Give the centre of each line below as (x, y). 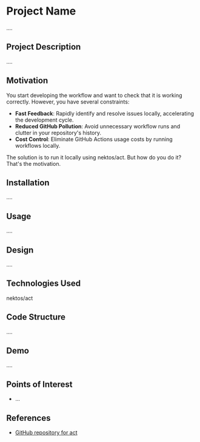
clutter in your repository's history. (58, 133)
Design (20, 250)
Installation (28, 183)
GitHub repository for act (46, 433)
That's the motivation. (34, 163)
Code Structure (36, 317)
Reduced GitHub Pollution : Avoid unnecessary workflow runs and (98, 126)
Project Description (44, 47)
